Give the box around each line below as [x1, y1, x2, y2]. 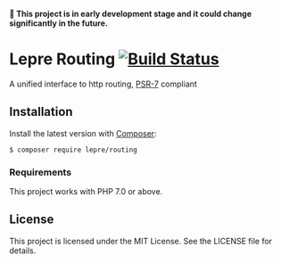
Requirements [9, 166, 72, 178]
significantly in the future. [9, 18, 109, 29]
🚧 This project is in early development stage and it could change [9, 9, 252, 19]
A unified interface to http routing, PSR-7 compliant [9, 78, 198, 89]
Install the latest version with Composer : [9, 127, 158, 138]
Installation [9, 104, 73, 119]
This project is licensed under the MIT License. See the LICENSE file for [9, 235, 273, 246]
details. [9, 245, 37, 256]
